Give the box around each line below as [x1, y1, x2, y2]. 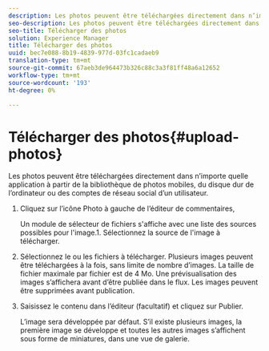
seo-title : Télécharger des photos [8, 26, 127, 34]
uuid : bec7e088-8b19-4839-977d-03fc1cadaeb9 [8, 49, 159, 57]
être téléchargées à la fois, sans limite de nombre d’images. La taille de [19, 260, 255, 270]
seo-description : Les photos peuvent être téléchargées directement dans [8, 19, 260, 27]
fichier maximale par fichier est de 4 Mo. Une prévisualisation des [19, 269, 238, 279]
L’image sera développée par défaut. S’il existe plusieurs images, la [19, 317, 243, 327]
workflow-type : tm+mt [8, 71, 81, 79]
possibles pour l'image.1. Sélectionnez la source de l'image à [19, 228, 221, 237]
